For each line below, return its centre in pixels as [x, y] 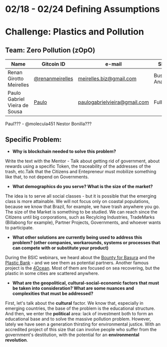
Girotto [16, 79]
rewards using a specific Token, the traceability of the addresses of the [78, 166]
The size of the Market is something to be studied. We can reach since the [81, 212]
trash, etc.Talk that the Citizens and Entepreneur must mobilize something [81, 172]
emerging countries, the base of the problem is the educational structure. [80, 308]
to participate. [19, 228]
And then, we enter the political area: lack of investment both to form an [79, 313]
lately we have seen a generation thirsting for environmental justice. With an [83, 324]
